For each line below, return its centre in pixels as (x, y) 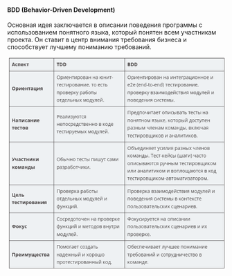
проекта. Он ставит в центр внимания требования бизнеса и (97, 40)
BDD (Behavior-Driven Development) (61, 10)
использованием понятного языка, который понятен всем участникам (112, 33)
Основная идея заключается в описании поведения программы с (105, 25)
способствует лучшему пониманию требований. (79, 47)
